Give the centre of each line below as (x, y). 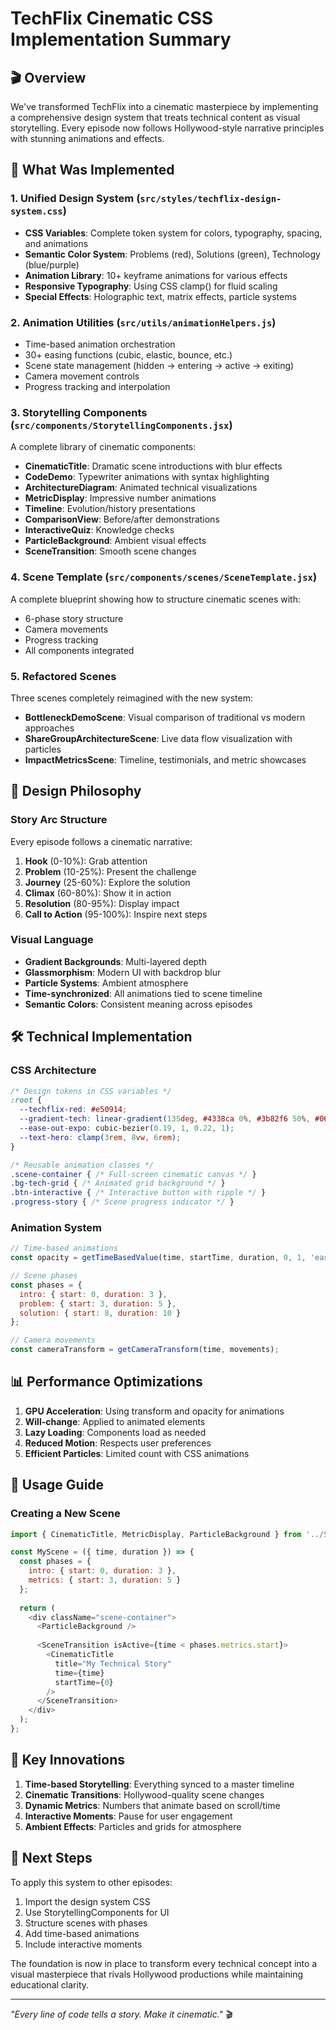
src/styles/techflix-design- (210, 199)
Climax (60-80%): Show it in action (98, 893)
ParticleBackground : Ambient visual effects (115, 541)
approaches (49, 728)
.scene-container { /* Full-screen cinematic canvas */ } (133, 1174)
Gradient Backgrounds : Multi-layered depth (115, 961)
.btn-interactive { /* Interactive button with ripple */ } (138, 1193)
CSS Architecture (53, 1070)
